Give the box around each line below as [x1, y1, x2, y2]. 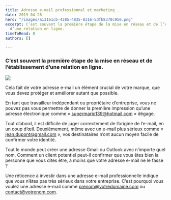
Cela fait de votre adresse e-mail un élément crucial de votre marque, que [5, 84, 160, 91]
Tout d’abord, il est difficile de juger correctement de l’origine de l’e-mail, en [5, 121, 164, 127]
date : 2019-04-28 [5, 12, 42, 17]
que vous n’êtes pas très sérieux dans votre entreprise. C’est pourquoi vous [5, 178, 164, 184]
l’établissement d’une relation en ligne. [5, 63, 103, 70]
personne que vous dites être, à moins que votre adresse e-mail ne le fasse [5, 157, 164, 163]
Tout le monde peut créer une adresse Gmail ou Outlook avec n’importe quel [5, 147, 165, 153]
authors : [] [5, 36, 31, 41]
